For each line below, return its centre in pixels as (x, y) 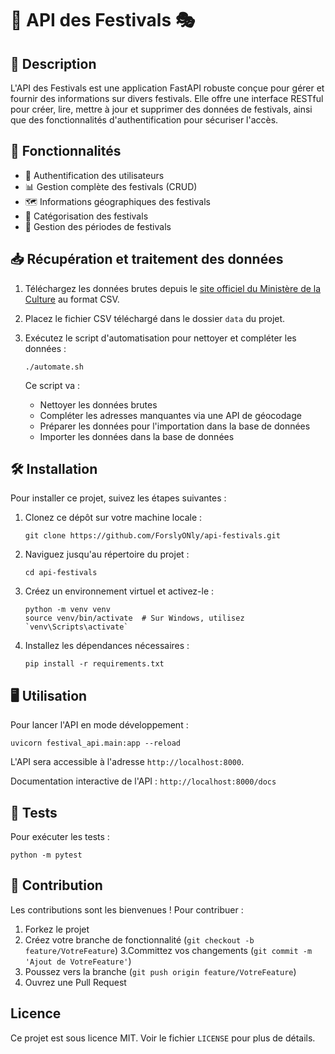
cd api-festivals (61, 573)
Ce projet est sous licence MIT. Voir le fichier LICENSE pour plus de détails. (163, 1038)
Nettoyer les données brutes (98, 404)
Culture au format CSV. (72, 299)
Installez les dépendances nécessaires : (107, 646)
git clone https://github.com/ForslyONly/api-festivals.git (152, 536)
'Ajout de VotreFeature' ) (78, 961)
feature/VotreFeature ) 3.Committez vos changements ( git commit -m (168, 950)
